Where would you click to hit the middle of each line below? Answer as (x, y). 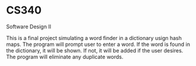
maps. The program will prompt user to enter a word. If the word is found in (98, 44)
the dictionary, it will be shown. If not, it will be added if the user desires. (95, 50)
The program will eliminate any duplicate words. (65, 57)
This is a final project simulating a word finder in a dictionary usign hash (94, 38)
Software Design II (29, 27)
